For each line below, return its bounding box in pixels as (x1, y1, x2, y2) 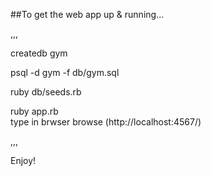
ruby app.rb (10, 105, 59, 117)
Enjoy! (10, 155, 37, 166)
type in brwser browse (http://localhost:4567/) (10, 116, 202, 128)
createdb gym (10, 47, 68, 59)
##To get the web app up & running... (10, 9, 165, 20)
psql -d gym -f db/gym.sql (10, 67, 120, 78)
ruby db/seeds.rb (10, 86, 82, 98)
